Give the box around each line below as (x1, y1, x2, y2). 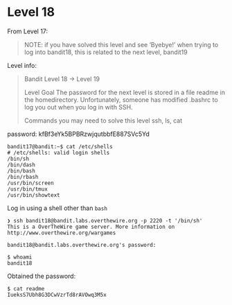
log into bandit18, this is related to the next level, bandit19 (24, 48, 188, 56)
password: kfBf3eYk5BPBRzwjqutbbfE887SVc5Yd (7, 130, 150, 138)
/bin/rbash (7, 173, 39, 180)
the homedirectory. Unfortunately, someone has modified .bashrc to (24, 95, 218, 104)
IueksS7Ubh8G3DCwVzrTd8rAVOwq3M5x (7, 291, 107, 298)
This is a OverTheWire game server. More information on (7, 223, 175, 230)
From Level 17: (7, 27, 48, 35)
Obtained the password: (7, 272, 76, 280)
